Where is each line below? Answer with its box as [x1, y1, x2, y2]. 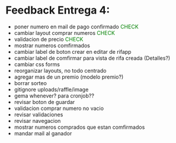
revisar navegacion [14, 117, 61, 124]
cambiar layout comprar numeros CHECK [14, 29, 115, 36]
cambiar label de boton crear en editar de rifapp [14, 48, 132, 55]
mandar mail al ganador [14, 129, 72, 136]
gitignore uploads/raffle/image [14, 86, 89, 93]
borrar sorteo [14, 79, 47, 86]
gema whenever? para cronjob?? [14, 92, 94, 99]
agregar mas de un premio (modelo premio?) [14, 73, 124, 80]
